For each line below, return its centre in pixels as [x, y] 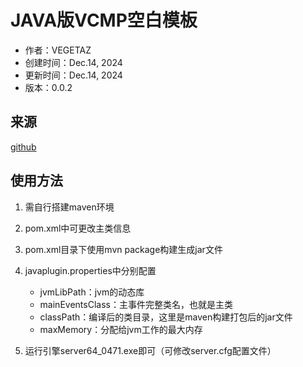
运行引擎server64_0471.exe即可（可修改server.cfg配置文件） [150, 350]
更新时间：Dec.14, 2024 [73, 75]
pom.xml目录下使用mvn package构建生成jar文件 [123, 249]
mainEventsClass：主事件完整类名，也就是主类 [136, 304]
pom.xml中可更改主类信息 [78, 228]
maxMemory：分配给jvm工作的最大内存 [121, 329]
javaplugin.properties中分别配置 [90, 270]
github [23, 147]
